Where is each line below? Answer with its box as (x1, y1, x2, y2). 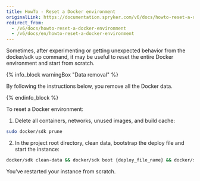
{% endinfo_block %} (6, 94, 59, 101)
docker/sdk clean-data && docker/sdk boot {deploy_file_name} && (6, 157, 171, 163)
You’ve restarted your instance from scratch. (6, 167, 116, 175)
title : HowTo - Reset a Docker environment (6, 8, 116, 15)
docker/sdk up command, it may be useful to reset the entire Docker (6, 53, 174, 61)
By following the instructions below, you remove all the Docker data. (6, 82, 173, 90)
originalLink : (6, 14, 42, 20)
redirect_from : (6, 20, 44, 26)
